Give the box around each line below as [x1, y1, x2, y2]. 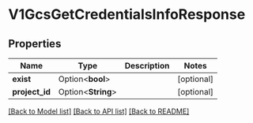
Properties [8, 37, 62, 50]
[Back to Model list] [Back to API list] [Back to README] [8, 106, 190, 116]
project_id [12, 87, 51, 97]
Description [124, 61, 170, 71]
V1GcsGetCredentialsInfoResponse [8, 6, 246, 24]
